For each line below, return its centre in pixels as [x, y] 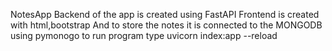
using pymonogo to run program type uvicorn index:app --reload [144, 35]
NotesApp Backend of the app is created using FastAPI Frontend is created [165, 14]
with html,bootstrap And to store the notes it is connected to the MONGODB [166, 25]
